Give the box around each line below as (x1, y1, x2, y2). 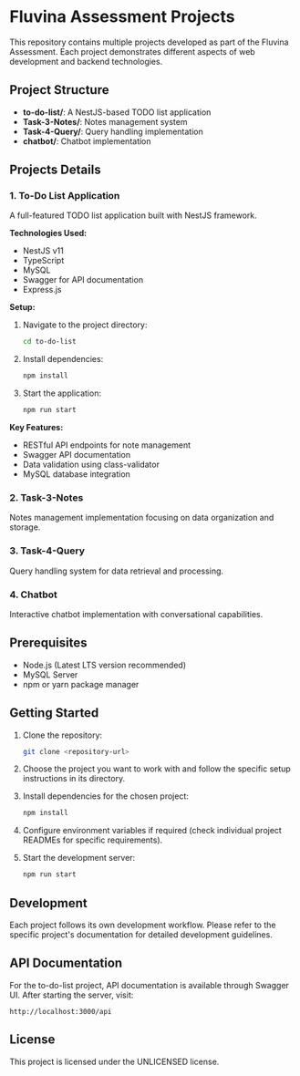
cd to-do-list (22, 337, 77, 347)
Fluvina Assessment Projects (9, 6, 235, 27)
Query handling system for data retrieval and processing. (9, 565, 224, 576)
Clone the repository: (22, 729, 103, 740)
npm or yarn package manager (22, 678, 140, 689)
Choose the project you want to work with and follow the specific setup (22, 763, 292, 774)
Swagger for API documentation (22, 274, 144, 285)
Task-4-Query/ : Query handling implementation (22, 126, 203, 137)
